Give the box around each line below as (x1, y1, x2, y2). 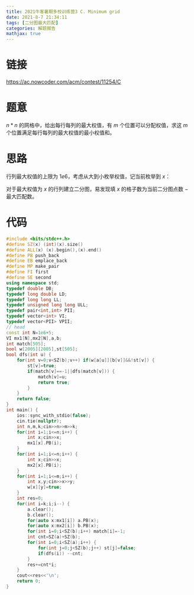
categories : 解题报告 (6, 25, 56, 31)
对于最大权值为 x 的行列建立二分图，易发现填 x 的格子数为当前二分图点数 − (6, 185, 189, 192)
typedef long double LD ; (6, 291, 67, 297)
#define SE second (6, 274, 51, 280)
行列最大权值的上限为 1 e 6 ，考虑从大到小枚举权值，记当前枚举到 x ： (6, 173, 170, 180)
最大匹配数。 (6, 192, 37, 200)
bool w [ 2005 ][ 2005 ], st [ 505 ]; (6, 346, 78, 352)
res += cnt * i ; (27, 562, 57, 568)
